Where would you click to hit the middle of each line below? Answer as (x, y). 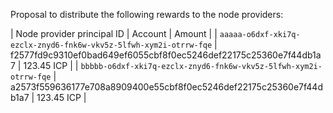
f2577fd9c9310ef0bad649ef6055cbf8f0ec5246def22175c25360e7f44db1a (166, 55)
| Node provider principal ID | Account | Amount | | (114, 33)
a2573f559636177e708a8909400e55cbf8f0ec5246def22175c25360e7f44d (166, 87)
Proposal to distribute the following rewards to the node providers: (147, 14)
